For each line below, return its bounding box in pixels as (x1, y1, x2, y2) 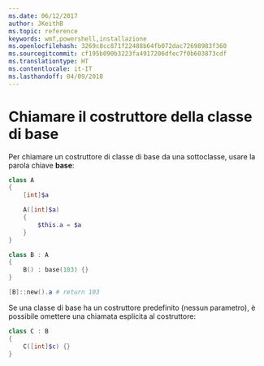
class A (8, 176, 35, 184)
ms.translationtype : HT (8, 58, 89, 66)
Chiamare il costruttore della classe (8, 107, 253, 126)
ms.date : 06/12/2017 (8, 11, 79, 20)
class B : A (8, 251, 49, 259)
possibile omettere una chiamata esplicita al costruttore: (8, 311, 197, 321)
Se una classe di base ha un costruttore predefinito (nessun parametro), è (8, 303, 256, 312)
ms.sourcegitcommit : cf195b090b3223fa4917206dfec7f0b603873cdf (8, 50, 227, 58)
